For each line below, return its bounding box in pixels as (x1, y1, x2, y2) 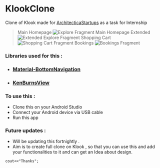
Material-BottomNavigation (12, 65, 81, 72)
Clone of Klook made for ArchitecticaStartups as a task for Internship (5, 19, 147, 25)
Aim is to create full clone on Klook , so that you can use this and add (12, 143, 155, 150)
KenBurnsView (12, 79, 50, 86)
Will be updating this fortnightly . (12, 138, 80, 144)
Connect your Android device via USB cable (12, 109, 103, 115)
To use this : (5, 92, 35, 99)
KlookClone (5, 3, 55, 14)
